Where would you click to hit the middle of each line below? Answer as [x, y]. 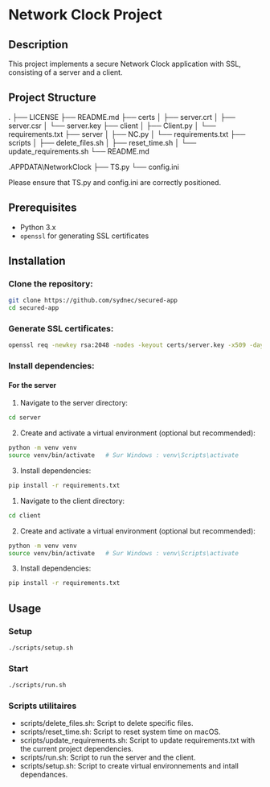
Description [38, 45]
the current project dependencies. [77, 749]
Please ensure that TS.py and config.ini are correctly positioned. [115, 182]
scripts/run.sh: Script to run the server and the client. [108, 757]
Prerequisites [43, 208]
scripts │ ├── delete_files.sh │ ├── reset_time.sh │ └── [102, 142]
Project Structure [52, 98]
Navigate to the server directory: [74, 403]
